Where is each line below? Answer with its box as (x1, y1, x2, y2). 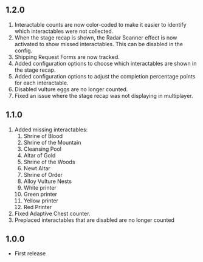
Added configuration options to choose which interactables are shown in (14, 60, 197, 67)
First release (14, 250, 46, 257)
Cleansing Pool (23, 145, 62, 153)
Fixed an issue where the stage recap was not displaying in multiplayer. (14, 92, 193, 99)
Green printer (23, 190, 58, 198)
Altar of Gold (23, 151, 56, 159)
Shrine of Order (23, 171, 63, 178)
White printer (23, 184, 57, 191)
